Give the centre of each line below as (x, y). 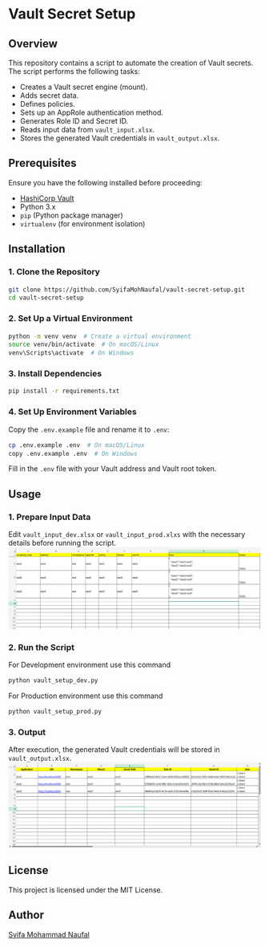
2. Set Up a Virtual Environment (71, 319)
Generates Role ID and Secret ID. (74, 121)
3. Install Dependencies (55, 374)
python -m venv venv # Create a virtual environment (100, 336)
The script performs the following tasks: (74, 71)
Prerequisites (42, 163)
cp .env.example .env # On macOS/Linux (77, 445)
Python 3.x (38, 206)
